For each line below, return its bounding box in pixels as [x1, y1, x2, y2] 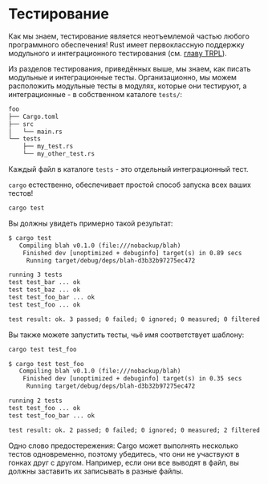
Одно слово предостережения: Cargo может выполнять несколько [8, 441, 239, 450]
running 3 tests [8, 270, 63, 279]
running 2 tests [8, 397, 63, 405]
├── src [8, 120, 35, 128]
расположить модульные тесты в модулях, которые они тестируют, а [8, 81, 247, 91]
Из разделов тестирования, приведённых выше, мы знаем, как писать [8, 63, 251, 73]
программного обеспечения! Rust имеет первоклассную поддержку [8, 39, 245, 49]
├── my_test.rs [22, 142, 74, 151]
